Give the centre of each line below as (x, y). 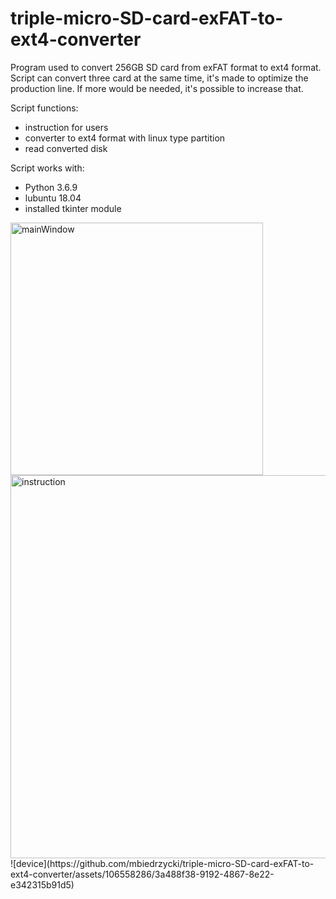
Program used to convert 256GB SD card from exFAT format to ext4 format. (166, 67)
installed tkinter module (73, 208)
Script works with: (47, 168)
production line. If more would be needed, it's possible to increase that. (157, 88)
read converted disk (66, 148)
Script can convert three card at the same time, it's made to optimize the (159, 78)
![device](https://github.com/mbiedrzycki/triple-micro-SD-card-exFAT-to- (162, 863)
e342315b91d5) (42, 884)
